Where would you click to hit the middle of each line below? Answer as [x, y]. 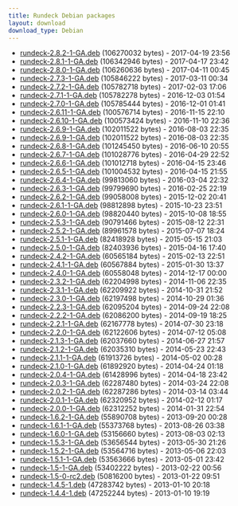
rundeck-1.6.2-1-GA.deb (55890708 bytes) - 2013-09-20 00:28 [124, 417]
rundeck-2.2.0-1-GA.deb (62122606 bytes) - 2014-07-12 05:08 [123, 332]
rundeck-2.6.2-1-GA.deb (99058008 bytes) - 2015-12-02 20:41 [123, 197]
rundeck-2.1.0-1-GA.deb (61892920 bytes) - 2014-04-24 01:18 [122, 367]
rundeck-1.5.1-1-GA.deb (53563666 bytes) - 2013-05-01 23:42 [122, 460]
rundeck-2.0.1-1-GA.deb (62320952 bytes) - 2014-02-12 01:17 [121, 400]
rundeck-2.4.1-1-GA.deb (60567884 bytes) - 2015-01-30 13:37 [122, 265]
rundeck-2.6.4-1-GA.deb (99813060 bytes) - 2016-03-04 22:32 [124, 180]
